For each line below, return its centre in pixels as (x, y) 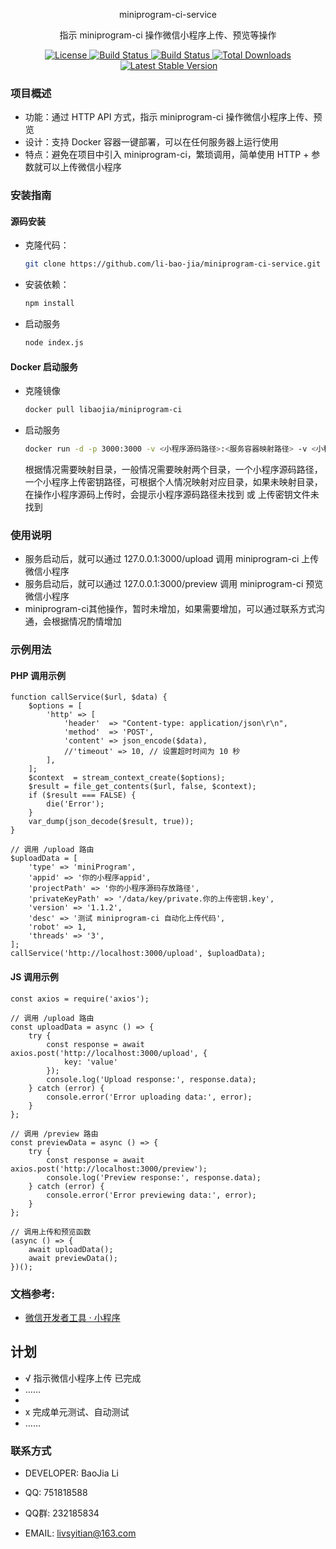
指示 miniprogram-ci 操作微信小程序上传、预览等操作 (168, 35)
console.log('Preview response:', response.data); (154, 1177)
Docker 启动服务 (44, 366)
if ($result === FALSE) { (82, 795)
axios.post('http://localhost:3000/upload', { (109, 1053)
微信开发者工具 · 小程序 (72, 1317)
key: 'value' (90, 1062)
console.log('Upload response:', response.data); (151, 1079)
